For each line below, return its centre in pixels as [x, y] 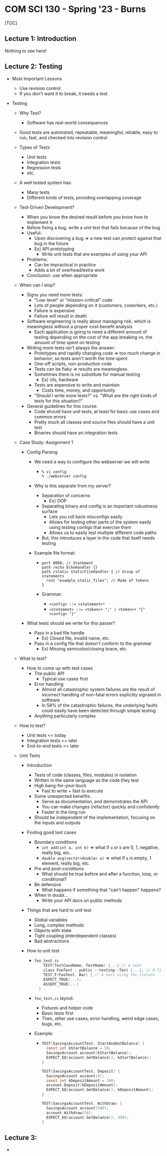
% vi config [54, 472]
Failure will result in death [60, 316]
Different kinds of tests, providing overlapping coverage [84, 197]
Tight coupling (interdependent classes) [75, 936]
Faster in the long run [64, 812]
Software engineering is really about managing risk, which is [89, 321]
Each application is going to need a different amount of [91, 332]
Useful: [34, 233]
